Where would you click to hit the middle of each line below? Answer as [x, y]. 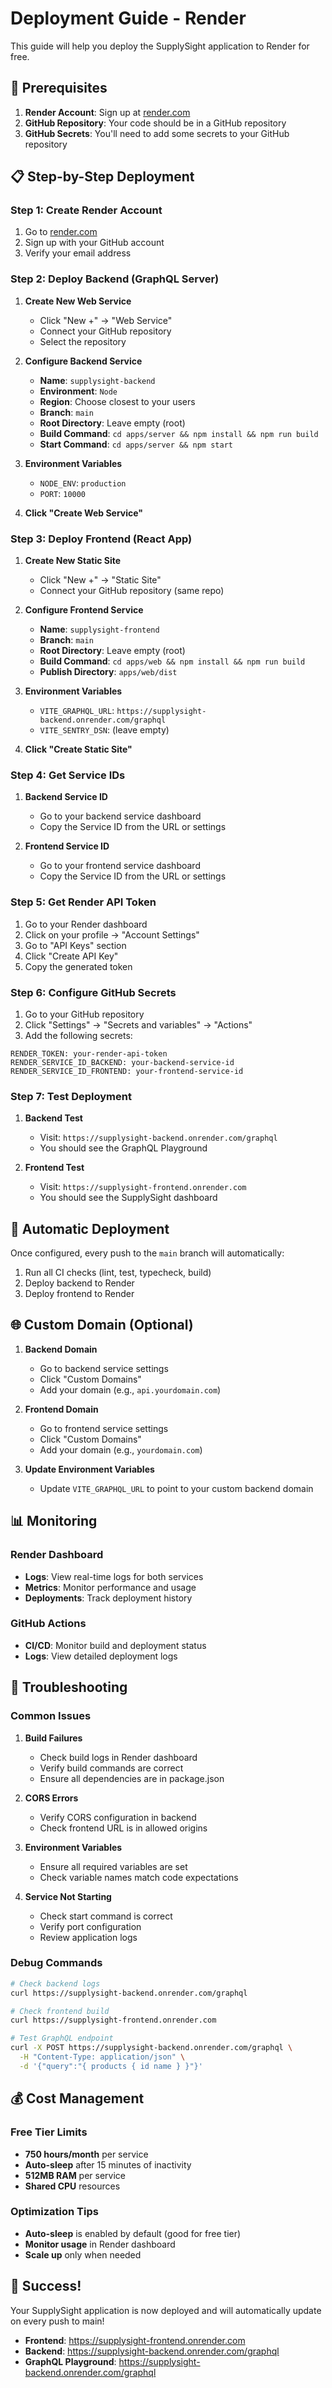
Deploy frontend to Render [79, 1294]
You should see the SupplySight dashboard [128, 1198]
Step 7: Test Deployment [71, 1096]
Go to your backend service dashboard [120, 816]
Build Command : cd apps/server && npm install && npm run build [179, 433]
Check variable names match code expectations [139, 1877]
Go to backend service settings [104, 1368]
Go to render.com [61, 232]
